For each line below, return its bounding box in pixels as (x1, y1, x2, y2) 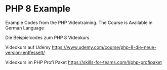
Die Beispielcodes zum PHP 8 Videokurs (5, 34, 90, 40)
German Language (5, 24, 44, 30)
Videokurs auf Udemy (5, 44, 51, 50)
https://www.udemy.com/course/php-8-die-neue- (52, 44, 157, 50)
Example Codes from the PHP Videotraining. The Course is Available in (5, 19, 153, 25)
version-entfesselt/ (5, 49, 45, 55)
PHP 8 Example (5, 3, 71, 14)
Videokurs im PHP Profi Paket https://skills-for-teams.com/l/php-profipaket (5, 59, 162, 65)
